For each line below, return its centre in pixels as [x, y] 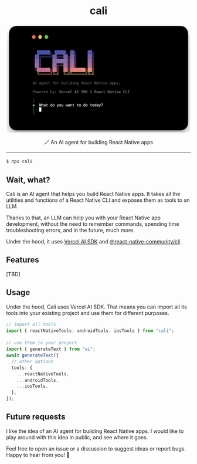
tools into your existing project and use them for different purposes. [88, 313]
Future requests [36, 417]
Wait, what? [28, 180]
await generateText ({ [33, 355]
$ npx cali [19, 162]
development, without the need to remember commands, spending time [93, 224]
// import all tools [31, 324]
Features [23, 260]
